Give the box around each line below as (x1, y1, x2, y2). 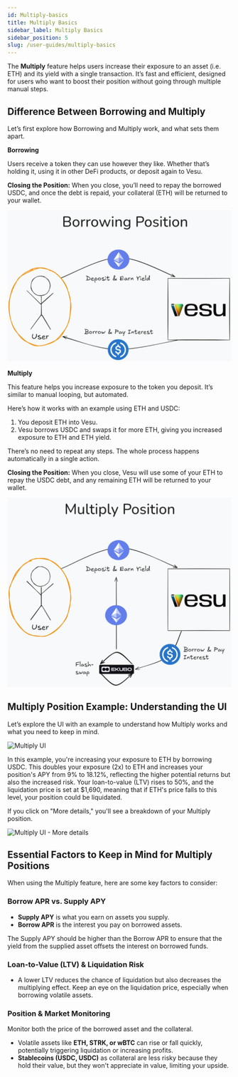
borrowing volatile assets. (17, 991, 94, 999)
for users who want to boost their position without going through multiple (7, 77, 222, 86)
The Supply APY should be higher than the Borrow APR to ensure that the (7, 934, 222, 942)
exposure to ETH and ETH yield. (17, 433, 112, 442)
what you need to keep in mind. (7, 727, 99, 736)
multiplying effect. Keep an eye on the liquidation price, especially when (17, 984, 229, 991)
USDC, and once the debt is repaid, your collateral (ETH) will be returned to (7, 188, 228, 197)
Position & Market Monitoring (7, 1009, 111, 1019)
